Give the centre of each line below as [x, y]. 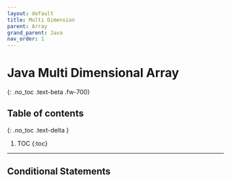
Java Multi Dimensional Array [93, 73]
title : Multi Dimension [41, 20]
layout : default [30, 13]
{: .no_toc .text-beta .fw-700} [49, 92]
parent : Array [27, 26]
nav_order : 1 [26, 39]
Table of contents [45, 114]
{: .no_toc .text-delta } [38, 130]
